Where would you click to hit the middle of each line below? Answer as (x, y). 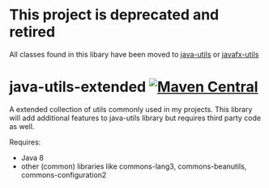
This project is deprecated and (114, 15)
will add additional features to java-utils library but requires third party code (135, 118)
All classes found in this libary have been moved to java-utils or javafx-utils (134, 54)
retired (32, 32)
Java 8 (32, 157)
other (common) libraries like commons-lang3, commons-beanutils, (134, 166)
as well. (22, 126)
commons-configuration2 (64, 174)
